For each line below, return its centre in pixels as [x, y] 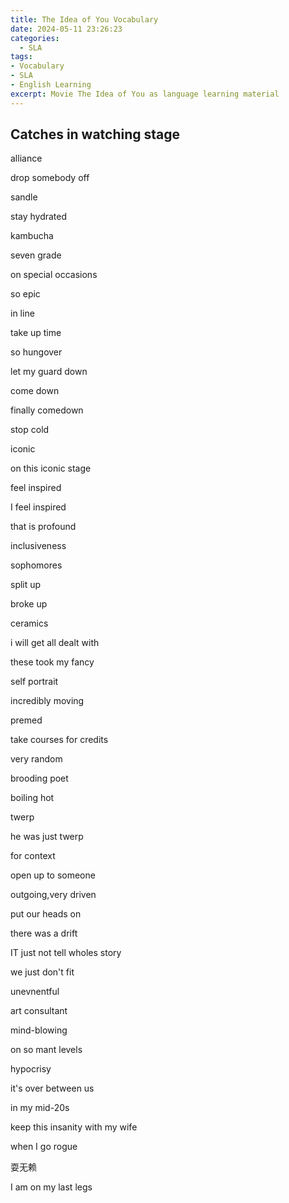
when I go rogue [44, 1147]
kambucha [32, 236]
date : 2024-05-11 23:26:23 [66, 29]
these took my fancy [52, 662]
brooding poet [39, 778]
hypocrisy [31, 1069]
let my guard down [49, 372]
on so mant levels [46, 1050]
